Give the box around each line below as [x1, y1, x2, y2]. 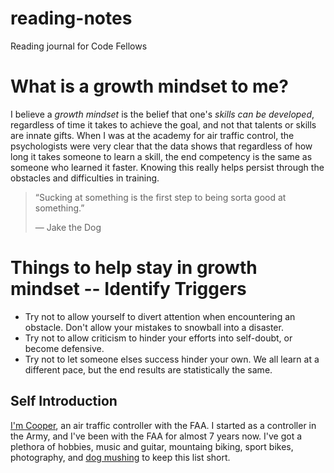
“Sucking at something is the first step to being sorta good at [34, 191, 287, 203]
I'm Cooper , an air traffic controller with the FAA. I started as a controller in [10, 419, 317, 431]
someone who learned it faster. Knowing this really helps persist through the [10, 161, 325, 173]
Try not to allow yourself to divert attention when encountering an [24, 310, 296, 322]
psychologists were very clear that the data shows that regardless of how [10, 140, 313, 152]
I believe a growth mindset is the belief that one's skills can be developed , [10, 108, 315, 120]
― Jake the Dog [34, 221, 102, 233]
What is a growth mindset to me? [10, 75, 289, 98]
